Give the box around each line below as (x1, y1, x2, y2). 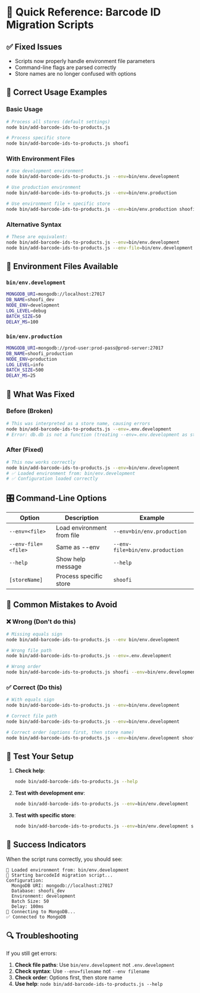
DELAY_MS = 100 (6, 318, 39, 325)
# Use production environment (6, 185, 82, 191)
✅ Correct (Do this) (6, 683, 62, 691)
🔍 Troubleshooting (6, 931, 79, 941)
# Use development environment (6, 168, 84, 174)
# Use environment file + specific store (6, 201, 111, 207)
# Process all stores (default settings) (6, 118, 111, 124)
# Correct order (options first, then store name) (6, 729, 135, 735)
